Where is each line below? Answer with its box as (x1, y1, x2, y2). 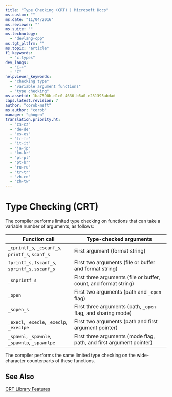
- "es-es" (10, 131, 31, 136)
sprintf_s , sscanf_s (8, 265, 55, 273)
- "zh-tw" (10, 179, 31, 184)
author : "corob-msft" (5, 103, 52, 108)
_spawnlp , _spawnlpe (8, 339, 55, 346)
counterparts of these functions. (27, 358, 95, 364)
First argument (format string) (74, 247, 146, 255)
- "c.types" (10, 55, 36, 60)
